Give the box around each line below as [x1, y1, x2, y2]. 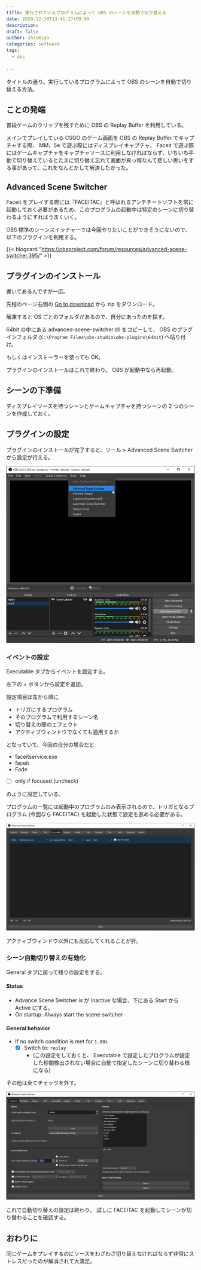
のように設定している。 [6, 790, 64, 798]
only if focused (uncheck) [14, 777, 79, 784]
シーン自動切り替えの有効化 [6, 954, 86, 962]
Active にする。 [14, 1004, 54, 1011]
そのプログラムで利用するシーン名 [14, 713, 99, 721]
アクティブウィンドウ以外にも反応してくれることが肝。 [6, 938, 142, 945]
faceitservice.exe [14, 753, 58, 761]
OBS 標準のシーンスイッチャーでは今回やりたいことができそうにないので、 [6, 226, 191, 233]
